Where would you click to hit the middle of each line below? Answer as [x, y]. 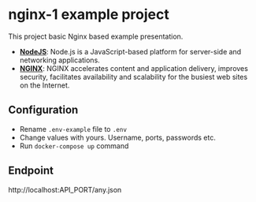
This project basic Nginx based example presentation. [96, 36]
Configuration [43, 110]
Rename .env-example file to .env [73, 129]
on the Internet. [45, 85]
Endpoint [31, 171]
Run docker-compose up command [74, 146]
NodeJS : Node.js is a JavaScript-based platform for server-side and [130, 51]
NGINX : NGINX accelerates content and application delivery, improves [134, 68]
